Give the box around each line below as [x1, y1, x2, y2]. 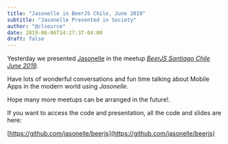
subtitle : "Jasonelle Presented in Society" [7, 16, 137, 23]
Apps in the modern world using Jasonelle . [7, 82, 129, 91]
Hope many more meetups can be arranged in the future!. [7, 95, 170, 104]
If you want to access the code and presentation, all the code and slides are [7, 109, 222, 117]
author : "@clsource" [7, 23, 67, 29]
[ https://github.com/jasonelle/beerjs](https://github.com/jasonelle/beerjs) [7, 130, 215, 138]
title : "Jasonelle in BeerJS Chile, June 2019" [7, 10, 146, 17]
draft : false [7, 36, 45, 43]
